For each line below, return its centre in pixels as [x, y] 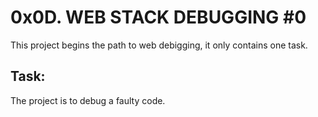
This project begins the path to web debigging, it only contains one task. [159, 45]
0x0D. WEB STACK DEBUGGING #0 [158, 17]
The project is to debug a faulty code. [88, 100]
